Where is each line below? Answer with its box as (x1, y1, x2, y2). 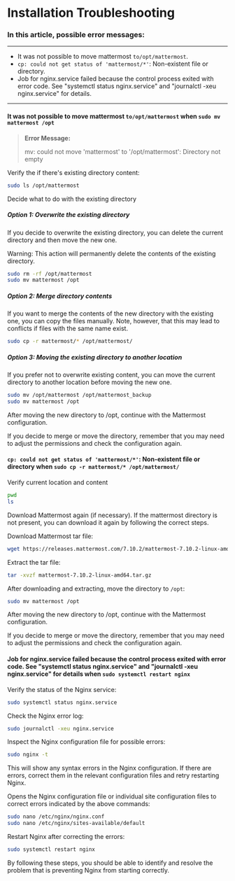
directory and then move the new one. (7, 236, 117, 244)
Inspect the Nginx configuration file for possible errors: (7, 738, 166, 746)
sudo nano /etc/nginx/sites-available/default (7, 820, 145, 827)
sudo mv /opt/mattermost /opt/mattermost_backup (7, 392, 152, 399)
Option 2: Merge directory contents (7, 292, 113, 300)
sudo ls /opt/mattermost (7, 182, 80, 189)
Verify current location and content (7, 478, 108, 487)
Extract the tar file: (7, 558, 61, 566)
